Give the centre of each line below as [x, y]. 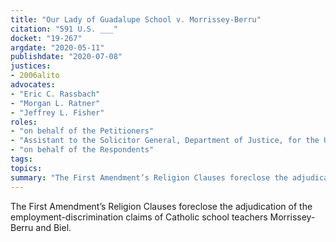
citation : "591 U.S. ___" [64, 29]
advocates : [33, 85]
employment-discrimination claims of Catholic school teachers [139, 217]
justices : [31, 66]
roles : [24, 122]
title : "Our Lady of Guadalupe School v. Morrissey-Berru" [136, 19]
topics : [26, 168]
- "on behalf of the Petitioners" [82, 131]
